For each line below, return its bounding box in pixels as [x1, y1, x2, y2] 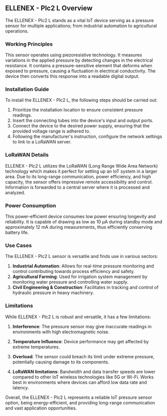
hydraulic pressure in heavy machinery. [12, 290, 94, 296]
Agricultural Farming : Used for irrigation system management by [12, 273, 148, 280]
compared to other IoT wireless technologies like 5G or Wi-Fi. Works [12, 374, 154, 380]
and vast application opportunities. [5, 405, 77, 411]
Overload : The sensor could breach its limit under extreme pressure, [12, 353, 154, 359]
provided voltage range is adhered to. [12, 128, 91, 134]
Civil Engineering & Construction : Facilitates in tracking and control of [12, 285, 159, 291]
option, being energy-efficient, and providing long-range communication [5, 399, 155, 405]
